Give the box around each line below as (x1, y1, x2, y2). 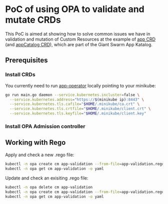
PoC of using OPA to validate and (5, 4, 145, 15)
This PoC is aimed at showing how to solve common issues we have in (5, 31, 150, 37)
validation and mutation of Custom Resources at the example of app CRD (5, 36, 156, 42)
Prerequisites (5, 56, 48, 65)
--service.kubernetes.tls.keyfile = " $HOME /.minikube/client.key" (9, 111, 146, 116)
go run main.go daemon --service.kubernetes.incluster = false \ (5, 92, 140, 97)
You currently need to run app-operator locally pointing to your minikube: (5, 82, 156, 88)
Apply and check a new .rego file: (5, 152, 74, 158)
